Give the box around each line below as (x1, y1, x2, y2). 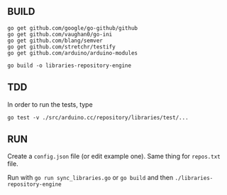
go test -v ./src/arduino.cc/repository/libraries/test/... (7, 114, 189, 121)
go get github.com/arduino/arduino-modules (7, 49, 138, 56)
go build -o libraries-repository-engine (7, 62, 132, 69)
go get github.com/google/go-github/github (7, 24, 138, 31)
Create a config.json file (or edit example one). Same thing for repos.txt (7, 152, 221, 161)
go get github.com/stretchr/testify (7, 43, 116, 51)
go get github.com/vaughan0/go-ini (7, 31, 113, 38)
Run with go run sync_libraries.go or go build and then (7, 174, 174, 182)
